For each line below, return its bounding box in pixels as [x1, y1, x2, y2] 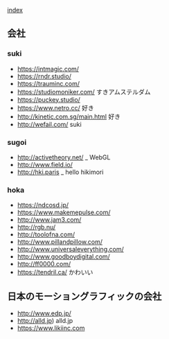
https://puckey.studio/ [17, 95, 81, 103]
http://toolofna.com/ [17, 230, 75, 238]
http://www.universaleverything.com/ [17, 245, 124, 254]
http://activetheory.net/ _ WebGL [17, 153, 111, 162]
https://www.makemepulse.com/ [17, 208, 111, 217]
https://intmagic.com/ [17, 64, 80, 73]
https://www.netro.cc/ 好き [17, 103, 95, 112]
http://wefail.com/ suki [17, 120, 82, 128]
